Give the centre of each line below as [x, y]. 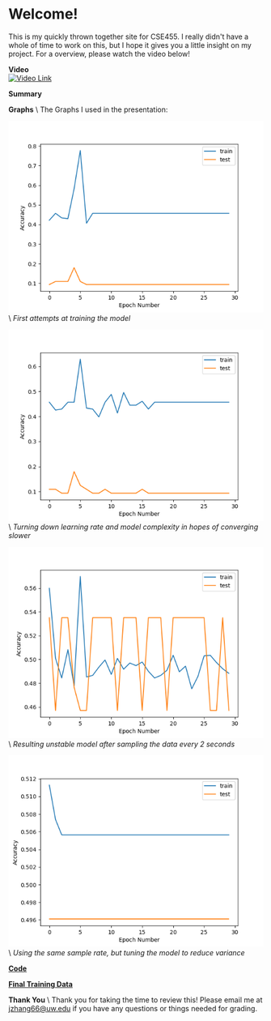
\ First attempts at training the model [70, 318]
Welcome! [43, 14]
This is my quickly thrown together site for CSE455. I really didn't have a [129, 36]
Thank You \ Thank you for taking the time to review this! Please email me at [135, 1000]
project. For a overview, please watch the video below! [99, 53]
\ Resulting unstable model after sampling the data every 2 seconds [122, 744]
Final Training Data [40, 984]
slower [19, 535]
